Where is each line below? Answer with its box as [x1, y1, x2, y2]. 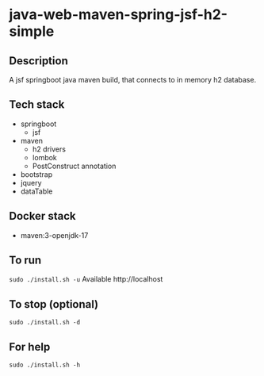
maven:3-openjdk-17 [20, 230, 89, 240]
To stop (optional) [9, 297, 98, 311]
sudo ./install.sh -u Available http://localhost [9, 274, 163, 284]
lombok [32, 152, 58, 162]
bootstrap [20, 169, 53, 179]
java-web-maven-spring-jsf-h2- [9, 6, 228, 24]
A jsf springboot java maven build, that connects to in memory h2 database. [9, 75, 257, 84]
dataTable [20, 186, 53, 196]
